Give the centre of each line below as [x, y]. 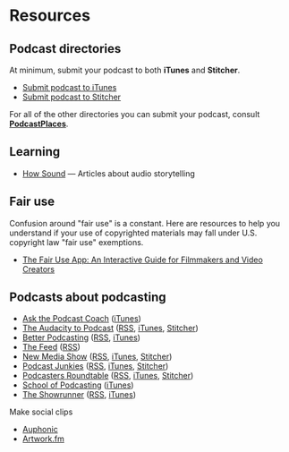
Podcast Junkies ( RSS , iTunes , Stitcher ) [95, 366]
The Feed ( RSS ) [51, 347]
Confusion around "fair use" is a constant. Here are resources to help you [144, 223]
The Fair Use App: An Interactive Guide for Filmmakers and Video [143, 260]
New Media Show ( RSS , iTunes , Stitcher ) [97, 357]
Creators [38, 269]
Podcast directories [65, 49]
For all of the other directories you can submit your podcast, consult [135, 114]
